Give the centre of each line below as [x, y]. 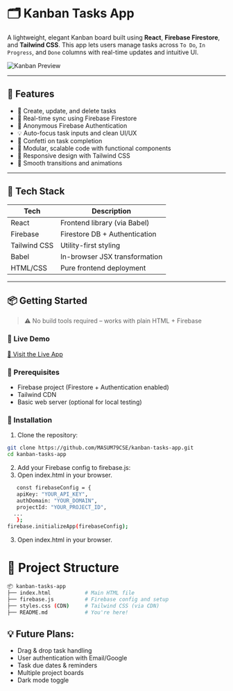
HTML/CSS [29, 268]
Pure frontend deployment [103, 268]
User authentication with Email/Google [72, 658]
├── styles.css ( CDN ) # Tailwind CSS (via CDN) [83, 605]
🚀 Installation [30, 420]
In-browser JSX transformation [111, 257]
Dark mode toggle [43, 680]
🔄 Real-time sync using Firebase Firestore [77, 118]
